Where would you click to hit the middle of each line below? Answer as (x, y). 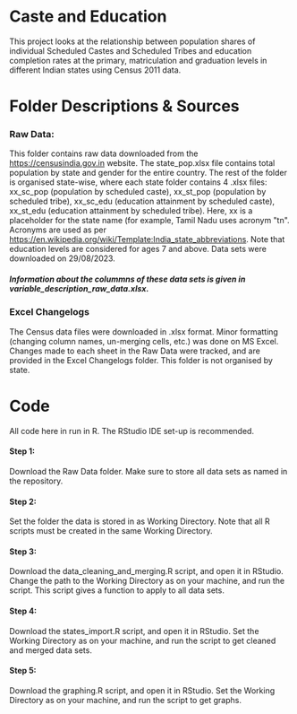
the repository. (36, 481)
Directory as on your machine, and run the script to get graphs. (125, 700)
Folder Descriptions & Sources (124, 106)
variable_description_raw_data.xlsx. (79, 289)
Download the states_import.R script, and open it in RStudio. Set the (134, 631)
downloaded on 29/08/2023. (63, 258)
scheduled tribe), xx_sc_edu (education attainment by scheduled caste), (142, 201)
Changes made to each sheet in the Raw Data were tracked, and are (135, 351)
